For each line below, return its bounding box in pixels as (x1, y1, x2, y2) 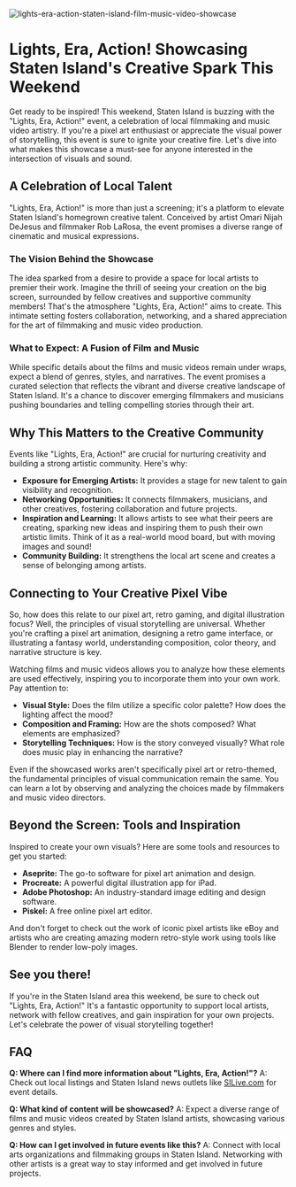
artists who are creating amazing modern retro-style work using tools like (9, 932, 277, 943)
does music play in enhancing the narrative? (21, 746, 184, 757)
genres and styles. (9, 1122, 77, 1133)
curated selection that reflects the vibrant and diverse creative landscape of (9, 381, 285, 391)
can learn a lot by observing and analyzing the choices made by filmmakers (9, 782, 285, 793)
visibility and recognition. (21, 485, 114, 496)
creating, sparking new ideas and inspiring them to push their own (21, 522, 263, 533)
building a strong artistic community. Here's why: (9, 459, 188, 469)
